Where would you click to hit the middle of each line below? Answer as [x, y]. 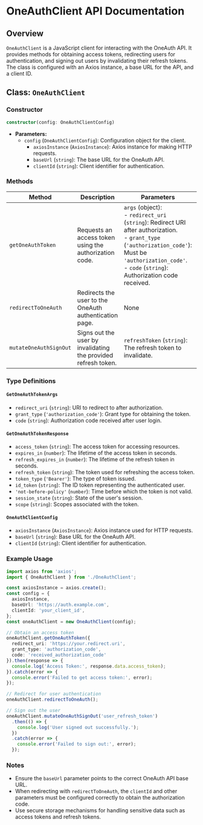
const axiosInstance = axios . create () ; [56, 588]
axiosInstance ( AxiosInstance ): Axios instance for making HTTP [112, 147]
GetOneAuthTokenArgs [32, 395]
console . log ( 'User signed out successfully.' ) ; [78, 727]
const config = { [28, 594]
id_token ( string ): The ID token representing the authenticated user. [100, 485]
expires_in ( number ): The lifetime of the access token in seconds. [96, 453]
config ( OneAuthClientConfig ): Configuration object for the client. [105, 140]
